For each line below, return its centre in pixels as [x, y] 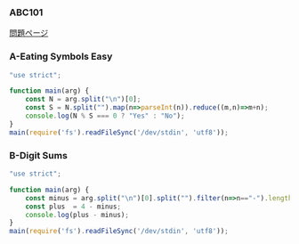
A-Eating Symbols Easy [61, 57]
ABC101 [26, 12]
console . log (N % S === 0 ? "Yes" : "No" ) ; [105, 116]
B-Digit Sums [39, 155]
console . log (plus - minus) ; [77, 215]
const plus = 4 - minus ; [73, 207]
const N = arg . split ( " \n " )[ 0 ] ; [83, 100]
